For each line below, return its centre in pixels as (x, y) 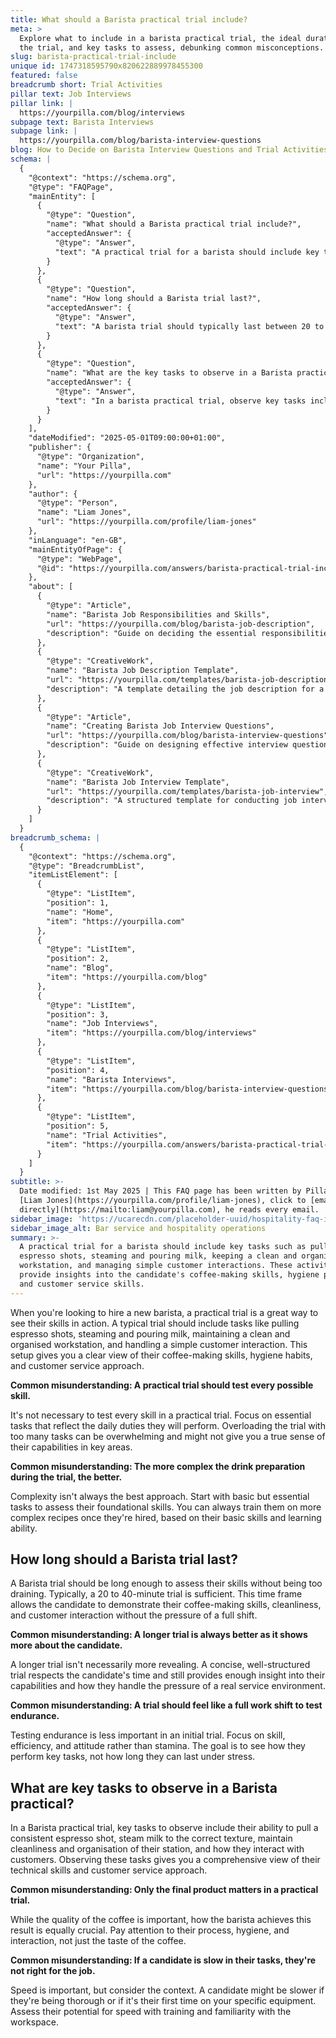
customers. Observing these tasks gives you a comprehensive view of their (165, 1860)
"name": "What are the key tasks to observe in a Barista (169, 373)
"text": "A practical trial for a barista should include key (187, 252)
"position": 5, (78, 1126)
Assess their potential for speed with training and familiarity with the (151, 2012)
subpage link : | (44, 131)
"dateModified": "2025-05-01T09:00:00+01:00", (127, 438)
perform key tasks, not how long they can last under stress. (133, 1757)
